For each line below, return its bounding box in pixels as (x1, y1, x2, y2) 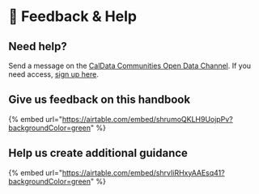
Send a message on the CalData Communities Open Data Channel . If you (8, 61, 252, 70)
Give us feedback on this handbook (8, 93, 191, 107)
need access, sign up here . (8, 70, 99, 79)
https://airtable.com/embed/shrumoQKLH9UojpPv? (62, 114, 233, 124)
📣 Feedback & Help (8, 7, 138, 26)
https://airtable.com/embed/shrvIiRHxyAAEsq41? (62, 167, 225, 177)
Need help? (8, 40, 67, 53)
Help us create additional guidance (8, 146, 189, 160)
